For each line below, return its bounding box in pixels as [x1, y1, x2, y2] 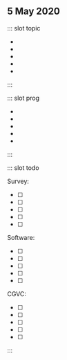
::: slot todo [7, 163, 39, 172]
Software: [7, 233, 35, 241]
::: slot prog [7, 94, 40, 102]
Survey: [7, 177, 30, 185]
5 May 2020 [7, 6, 60, 17]
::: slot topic [7, 24, 41, 32]
